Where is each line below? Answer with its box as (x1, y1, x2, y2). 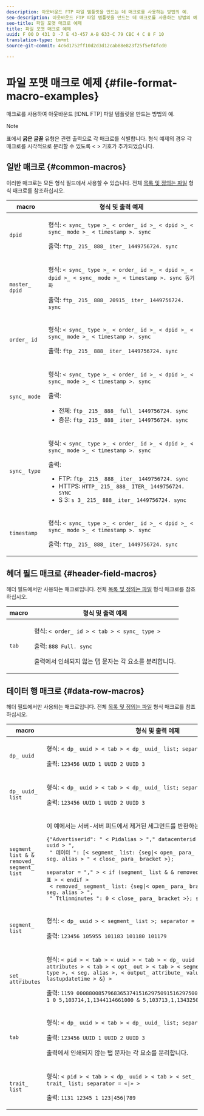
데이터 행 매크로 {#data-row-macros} (6, 686, 144, 696)
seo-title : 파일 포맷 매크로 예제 (6, 20, 82, 26)
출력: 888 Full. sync (34, 642, 92, 651)
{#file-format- (104, 76, 178, 90)
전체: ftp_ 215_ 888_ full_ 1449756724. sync (58, 406, 188, 414)
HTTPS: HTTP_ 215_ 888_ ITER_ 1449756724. (58, 482, 185, 490)
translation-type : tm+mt (6, 37, 69, 43)
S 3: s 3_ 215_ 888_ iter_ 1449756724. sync (58, 495, 187, 504)
